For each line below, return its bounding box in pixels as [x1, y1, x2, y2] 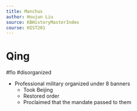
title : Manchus [6, 8, 43, 15]
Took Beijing [23, 87, 54, 94]
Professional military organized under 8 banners [14, 80, 131, 87]
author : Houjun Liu [6, 14, 54, 20]
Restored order [23, 92, 59, 99]
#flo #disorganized [6, 69, 51, 76]
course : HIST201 [6, 24, 45, 31]
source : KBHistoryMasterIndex [6, 19, 80, 25]
